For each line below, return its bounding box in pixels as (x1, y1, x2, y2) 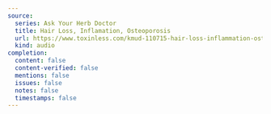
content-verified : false (15, 64, 99, 72)
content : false (15, 57, 66, 65)
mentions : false (15, 71, 70, 79)
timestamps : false (15, 94, 78, 102)
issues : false (15, 79, 62, 87)
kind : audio (15, 42, 56, 50)
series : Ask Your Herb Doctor (15, 19, 116, 27)
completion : (7, 49, 48, 57)
